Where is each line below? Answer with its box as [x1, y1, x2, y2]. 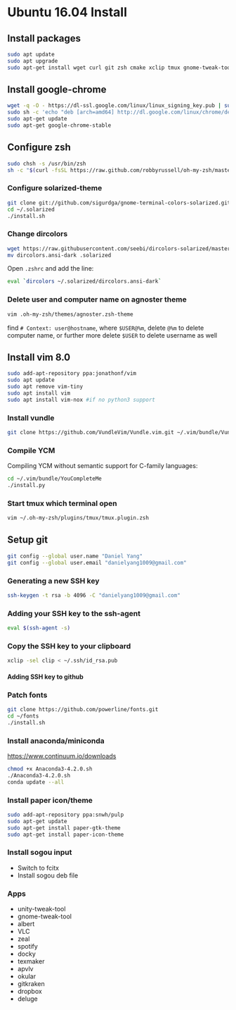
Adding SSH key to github [7, 672, 84, 681]
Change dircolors [7, 229, 68, 239]
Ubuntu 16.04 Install [7, 4, 128, 20]
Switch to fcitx [17, 863, 60, 872]
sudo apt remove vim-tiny [7, 383, 83, 390]
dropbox [17, 987, 42, 995]
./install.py [7, 482, 46, 489]
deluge [17, 994, 38, 1003]
